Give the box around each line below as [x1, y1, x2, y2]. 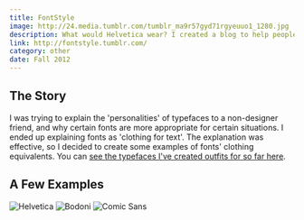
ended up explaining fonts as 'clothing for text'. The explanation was [9, 132, 264, 142]
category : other [9, 47, 71, 56]
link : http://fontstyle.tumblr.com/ [9, 38, 147, 48]
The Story [9, 88, 67, 104]
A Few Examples [9, 177, 104, 192]
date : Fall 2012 [9, 55, 71, 64]
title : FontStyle [9, 13, 75, 23]
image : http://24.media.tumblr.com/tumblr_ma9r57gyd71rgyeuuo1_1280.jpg [9, 22, 290, 31]
